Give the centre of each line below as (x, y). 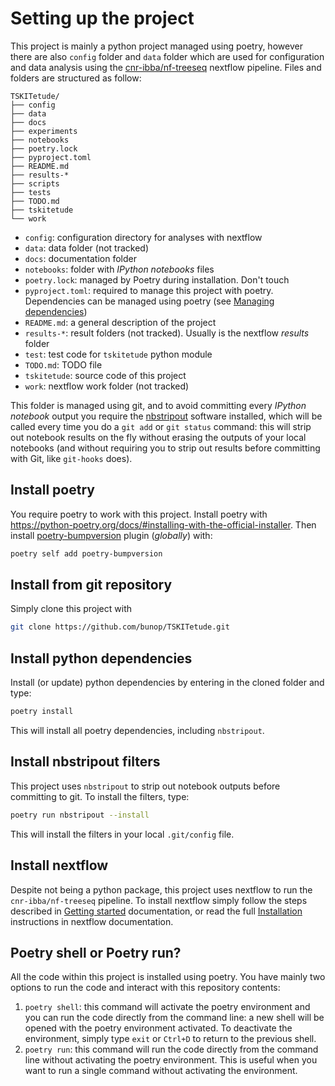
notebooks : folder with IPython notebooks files (119, 269)
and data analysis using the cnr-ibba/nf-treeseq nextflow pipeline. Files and (166, 67)
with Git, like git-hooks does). (71, 458)
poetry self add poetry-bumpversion (86, 553)
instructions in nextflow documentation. (92, 921)
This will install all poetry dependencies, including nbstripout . (137, 730)
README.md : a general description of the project (120, 322)
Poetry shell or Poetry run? (96, 952)
